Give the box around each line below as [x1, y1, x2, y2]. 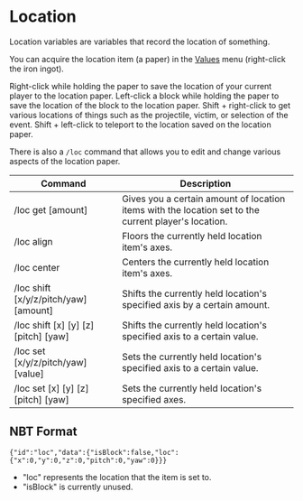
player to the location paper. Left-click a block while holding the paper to [9, 90, 280, 101]
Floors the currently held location [121, 229, 262, 242]
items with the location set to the [121, 203, 260, 216]
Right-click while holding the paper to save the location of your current [9, 80, 272, 91]
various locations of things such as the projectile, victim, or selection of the [9, 109, 289, 120]
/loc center [14, 261, 60, 274]
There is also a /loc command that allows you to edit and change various [9, 146, 281, 157]
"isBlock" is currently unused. [22, 481, 133, 492]
